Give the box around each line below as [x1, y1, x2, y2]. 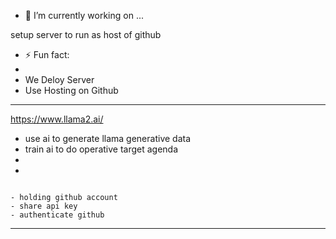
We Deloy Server [24, 74, 95, 85]
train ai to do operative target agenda [24, 143, 179, 155]
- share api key [10, 201, 78, 211]
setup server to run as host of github [10, 29, 162, 40]
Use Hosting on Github [24, 85, 119, 96]
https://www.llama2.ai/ [10, 113, 104, 125]
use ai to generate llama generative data [24, 133, 192, 144]
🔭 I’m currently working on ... [24, 10, 144, 21]
